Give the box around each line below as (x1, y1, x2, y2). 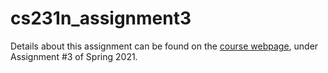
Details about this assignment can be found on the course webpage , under (10, 40, 319, 52)
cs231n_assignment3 (10, 7, 192, 30)
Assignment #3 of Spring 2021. (10, 50, 138, 62)
